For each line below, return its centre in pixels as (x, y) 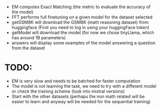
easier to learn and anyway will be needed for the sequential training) (81, 102)
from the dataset (28, 48)
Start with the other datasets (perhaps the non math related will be (78, 96)
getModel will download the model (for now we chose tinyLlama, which (83, 32)
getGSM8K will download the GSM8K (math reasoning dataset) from (80, 22)
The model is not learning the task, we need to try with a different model (84, 86)
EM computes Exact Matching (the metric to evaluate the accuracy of (81, 7)
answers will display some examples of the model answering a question (83, 43)
